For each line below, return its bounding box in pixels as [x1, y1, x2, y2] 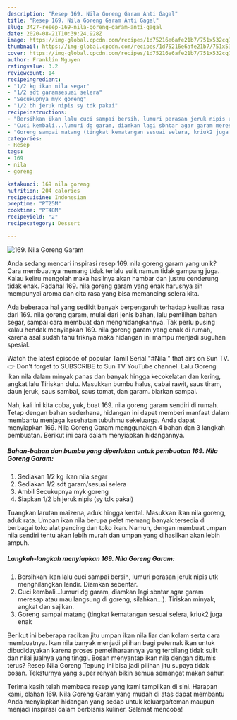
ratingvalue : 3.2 [7, 63, 59, 70]
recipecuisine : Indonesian [7, 193, 87, 201]
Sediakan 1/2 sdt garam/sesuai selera [17, 479, 127, 488]
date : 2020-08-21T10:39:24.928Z [7, 30, 102, 37]
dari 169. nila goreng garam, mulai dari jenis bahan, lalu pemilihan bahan [7, 310, 217, 318]
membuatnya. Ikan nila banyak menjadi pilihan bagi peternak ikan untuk [7, 638, 215, 647]
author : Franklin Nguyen [7, 56, 80, 64]
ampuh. [7, 538, 30, 547]
